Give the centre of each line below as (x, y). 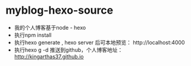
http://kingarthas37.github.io (49, 56)
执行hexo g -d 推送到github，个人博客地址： (68, 50)
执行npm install (33, 35)
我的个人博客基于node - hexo (50, 27)
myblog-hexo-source (60, 10)
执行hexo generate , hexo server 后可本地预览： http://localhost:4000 (99, 42)
